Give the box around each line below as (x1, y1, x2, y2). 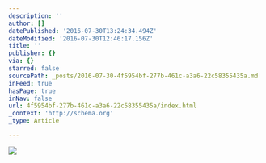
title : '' (8, 42, 42, 50)
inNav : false (8, 94, 53, 102)
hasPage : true (8, 86, 57, 95)
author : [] (8, 19, 45, 27)
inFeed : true (8, 79, 53, 87)
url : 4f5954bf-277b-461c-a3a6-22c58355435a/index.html (8, 102, 197, 110)
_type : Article (8, 117, 60, 125)
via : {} (8, 57, 35, 65)
